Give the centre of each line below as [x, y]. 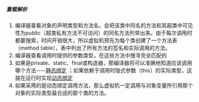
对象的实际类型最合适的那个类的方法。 [62, 92]
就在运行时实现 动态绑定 [44, 77]
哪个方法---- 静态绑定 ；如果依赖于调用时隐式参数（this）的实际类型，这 [103, 70]
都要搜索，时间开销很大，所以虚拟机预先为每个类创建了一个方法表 [96, 40]
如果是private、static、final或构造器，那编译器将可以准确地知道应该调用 [103, 62]
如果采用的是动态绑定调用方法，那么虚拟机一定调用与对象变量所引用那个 [104, 85]
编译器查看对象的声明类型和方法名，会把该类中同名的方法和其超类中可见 [104, 25]
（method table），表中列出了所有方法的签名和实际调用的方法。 [93, 47]
